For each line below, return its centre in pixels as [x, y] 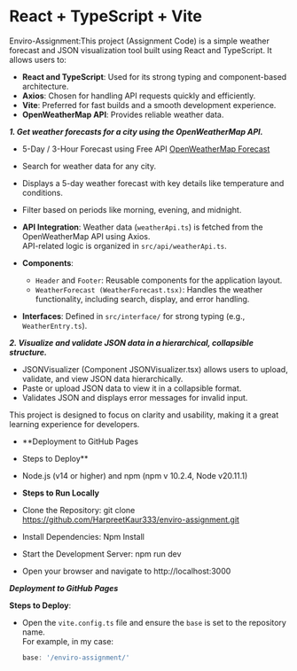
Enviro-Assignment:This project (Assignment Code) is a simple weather [140, 41]
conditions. [43, 192]
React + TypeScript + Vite [106, 16]
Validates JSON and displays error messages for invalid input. [135, 397]
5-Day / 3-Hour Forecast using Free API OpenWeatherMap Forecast [146, 149]
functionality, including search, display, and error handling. [142, 299]
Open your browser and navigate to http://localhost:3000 [126, 571]
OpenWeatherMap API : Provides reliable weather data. [123, 114]
